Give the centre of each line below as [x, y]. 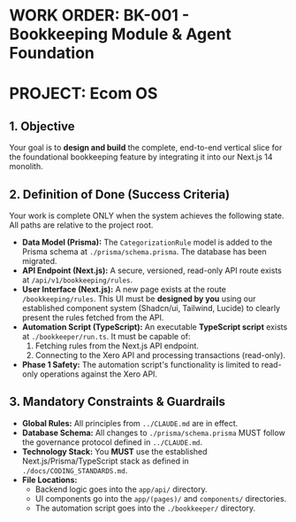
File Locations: [49, 479]
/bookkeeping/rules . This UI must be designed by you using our [139, 299]
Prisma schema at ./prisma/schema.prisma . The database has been [144, 252]
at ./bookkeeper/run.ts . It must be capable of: [106, 336]
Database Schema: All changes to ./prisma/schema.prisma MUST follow [153, 432]
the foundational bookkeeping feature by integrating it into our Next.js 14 [141, 157]
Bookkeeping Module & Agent [121, 34]
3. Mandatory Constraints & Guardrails [117, 402]
